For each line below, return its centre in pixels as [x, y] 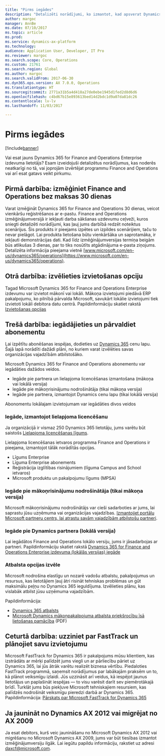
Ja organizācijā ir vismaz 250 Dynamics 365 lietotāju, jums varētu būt [75, 427]
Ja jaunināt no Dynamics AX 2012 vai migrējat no [82, 713]
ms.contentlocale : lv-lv [30, 101]
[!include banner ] [22, 148]
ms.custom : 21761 [23, 65]
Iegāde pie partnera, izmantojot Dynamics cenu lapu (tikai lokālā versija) [85, 394]
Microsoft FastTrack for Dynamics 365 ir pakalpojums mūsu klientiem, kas [80, 656]
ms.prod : [14, 37]
